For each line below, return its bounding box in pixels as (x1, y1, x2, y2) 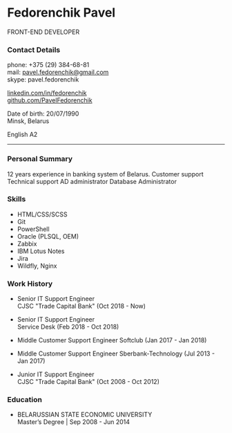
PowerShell (17, 225, 50, 233)
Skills (7, 194, 26, 204)
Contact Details (7, 45, 61, 55)
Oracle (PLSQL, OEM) (17, 232, 79, 240)
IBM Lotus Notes (17, 247, 65, 255)
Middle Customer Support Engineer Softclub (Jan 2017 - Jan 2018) (17, 336, 207, 344)
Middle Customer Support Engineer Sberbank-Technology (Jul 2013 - (17, 349, 215, 358)
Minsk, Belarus (7, 117, 50, 125)
